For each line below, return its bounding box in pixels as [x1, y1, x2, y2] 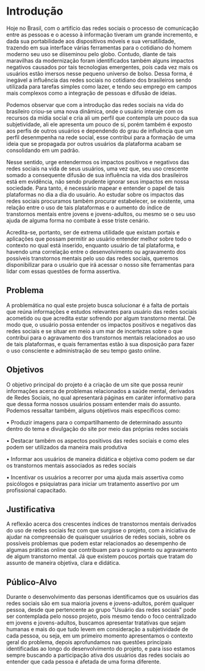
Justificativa [6, 504, 56, 514]
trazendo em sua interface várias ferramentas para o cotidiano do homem [6, 44, 192, 51]
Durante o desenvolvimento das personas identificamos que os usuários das [6, 593, 199, 601]
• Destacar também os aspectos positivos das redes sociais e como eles [6, 437, 189, 444]
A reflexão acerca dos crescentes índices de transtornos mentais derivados [6, 520, 197, 528]
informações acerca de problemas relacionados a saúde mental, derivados [6, 387, 195, 394]
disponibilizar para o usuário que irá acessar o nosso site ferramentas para [6, 261, 195, 268]
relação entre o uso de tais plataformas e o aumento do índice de [6, 203, 171, 211]
